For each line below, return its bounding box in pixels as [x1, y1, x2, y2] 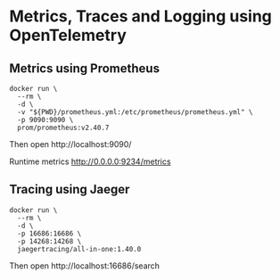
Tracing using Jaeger [9, 182, 130, 197]
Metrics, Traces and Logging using [9, 6, 272, 27]
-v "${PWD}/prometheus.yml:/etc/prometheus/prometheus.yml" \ [17, 108, 253, 117]
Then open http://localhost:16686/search [9, 260, 161, 271]
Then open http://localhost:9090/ [9, 139, 132, 149]
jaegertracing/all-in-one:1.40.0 [17, 244, 142, 253]
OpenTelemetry [9, 25, 127, 45]
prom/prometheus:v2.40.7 [17, 123, 110, 132]
